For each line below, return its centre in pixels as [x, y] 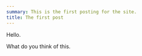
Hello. [14, 34]
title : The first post [35, 17]
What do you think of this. [39, 46]
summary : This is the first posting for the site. [72, 12]
